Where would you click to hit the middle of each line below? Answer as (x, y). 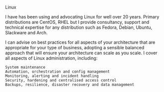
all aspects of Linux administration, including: (51, 58)
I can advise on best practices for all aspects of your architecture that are (80, 42)
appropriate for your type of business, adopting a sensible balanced (75, 47)
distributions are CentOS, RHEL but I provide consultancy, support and (77, 22)
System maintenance (25, 67)
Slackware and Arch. (27, 33)
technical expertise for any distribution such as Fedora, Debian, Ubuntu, (79, 27)
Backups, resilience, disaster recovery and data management (70, 85)
